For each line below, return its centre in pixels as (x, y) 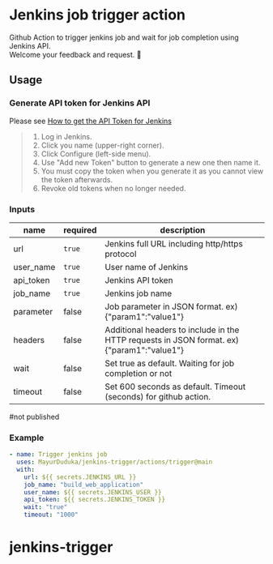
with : (26, 469)
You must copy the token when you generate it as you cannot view (152, 171)
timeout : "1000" (51, 515)
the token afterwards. (77, 179)
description (183, 230)
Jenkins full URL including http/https (174, 243)
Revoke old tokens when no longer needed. (113, 188)
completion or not (139, 373)
